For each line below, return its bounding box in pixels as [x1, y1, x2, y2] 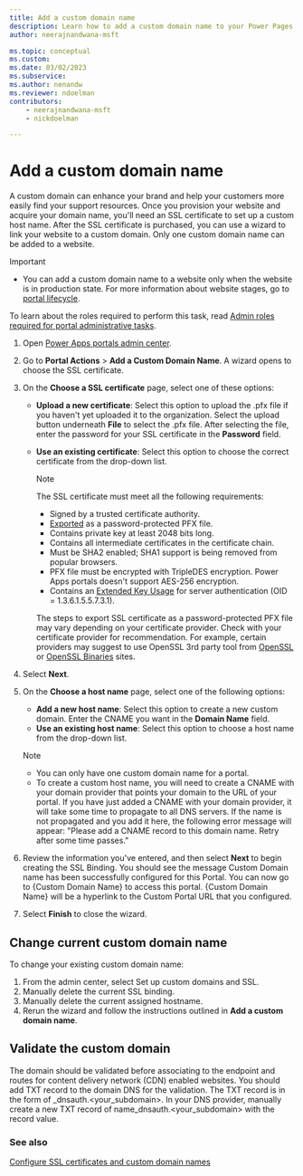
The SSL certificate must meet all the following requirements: [35, 491, 264, 502]
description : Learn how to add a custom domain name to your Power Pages [9, 22, 294, 31]
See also [9, 1135, 48, 1148]
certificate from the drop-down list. [35, 456, 167, 467]
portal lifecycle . [22, 293, 80, 304]
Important [9, 256, 46, 267]
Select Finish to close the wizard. [22, 909, 147, 920]
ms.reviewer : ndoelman [9, 88, 95, 98]
